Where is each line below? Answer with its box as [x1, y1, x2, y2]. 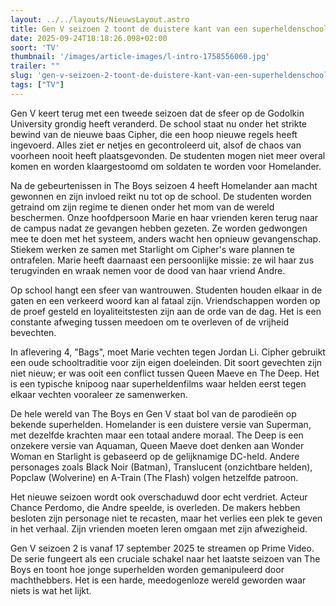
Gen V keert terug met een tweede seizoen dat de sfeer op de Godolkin [10, 107, 305, 119]
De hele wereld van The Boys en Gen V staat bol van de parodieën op [10, 407, 297, 420]
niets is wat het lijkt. [10, 584, 92, 596]
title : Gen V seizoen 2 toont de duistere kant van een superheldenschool [10, 24, 329, 34]
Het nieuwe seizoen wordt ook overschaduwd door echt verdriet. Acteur [10, 491, 308, 503]
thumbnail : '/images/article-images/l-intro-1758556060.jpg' [10, 52, 271, 62]
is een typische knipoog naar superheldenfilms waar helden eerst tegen [10, 377, 307, 390]
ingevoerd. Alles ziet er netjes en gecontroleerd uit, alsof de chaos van [10, 139, 302, 151]
